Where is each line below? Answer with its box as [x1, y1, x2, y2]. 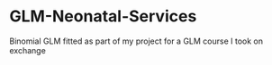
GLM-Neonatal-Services [9, 6, 197, 27]
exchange [9, 45, 47, 55]
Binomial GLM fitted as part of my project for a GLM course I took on [9, 36, 264, 46]
